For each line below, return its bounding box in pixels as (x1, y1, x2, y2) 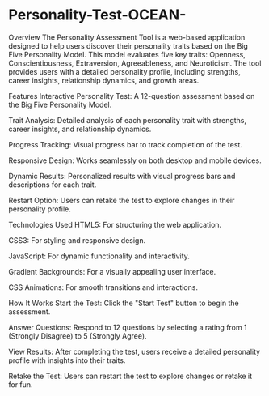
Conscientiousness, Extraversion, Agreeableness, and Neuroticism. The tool (8, 58, 262, 68)
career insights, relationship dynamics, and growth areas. (8, 75, 200, 85)
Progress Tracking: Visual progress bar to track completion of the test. (8, 139, 242, 149)
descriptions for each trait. (8, 180, 97, 189)
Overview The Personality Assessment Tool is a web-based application (8, 32, 246, 42)
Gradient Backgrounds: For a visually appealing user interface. (8, 266, 216, 276)
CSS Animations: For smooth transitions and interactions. (8, 282, 198, 292)
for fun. (8, 379, 34, 390)
